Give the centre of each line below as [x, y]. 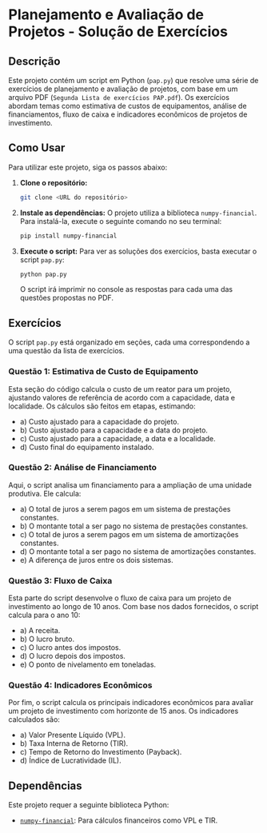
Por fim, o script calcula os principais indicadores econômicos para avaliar [131, 703]
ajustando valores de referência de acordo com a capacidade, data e [122, 397]
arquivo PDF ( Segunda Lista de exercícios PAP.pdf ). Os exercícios [119, 97]
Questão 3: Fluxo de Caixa [60, 580]
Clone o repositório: [54, 182]
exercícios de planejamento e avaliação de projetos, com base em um [123, 89]
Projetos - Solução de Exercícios [118, 32]
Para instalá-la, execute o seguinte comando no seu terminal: [121, 221]
